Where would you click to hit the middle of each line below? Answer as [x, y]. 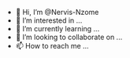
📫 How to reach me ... [52, 46]
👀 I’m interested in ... [49, 20]
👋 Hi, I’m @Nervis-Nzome [57, 12]
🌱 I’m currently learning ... [58, 29]
